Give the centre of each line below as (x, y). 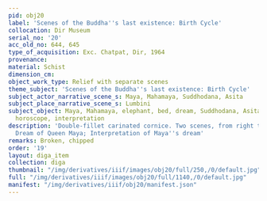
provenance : (28, 60)
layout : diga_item (39, 155)
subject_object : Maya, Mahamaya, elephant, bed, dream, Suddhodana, (124, 112)
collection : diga (37, 163)
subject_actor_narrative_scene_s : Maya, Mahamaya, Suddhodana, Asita (126, 97)
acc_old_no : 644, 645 (44, 45)
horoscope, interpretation (60, 119)
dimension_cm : (32, 74)
